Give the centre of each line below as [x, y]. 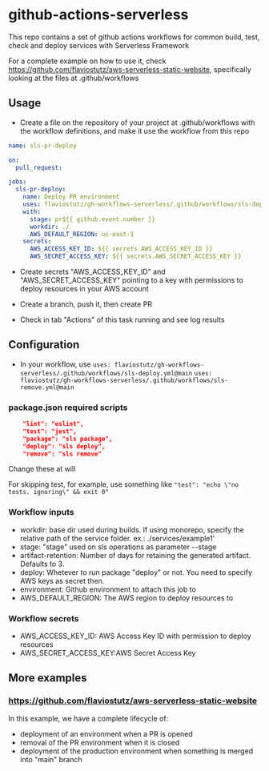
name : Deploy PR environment [71, 197]
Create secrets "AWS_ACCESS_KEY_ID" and [92, 271]
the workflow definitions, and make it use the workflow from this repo [134, 131]
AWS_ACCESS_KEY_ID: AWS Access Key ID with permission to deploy [135, 636]
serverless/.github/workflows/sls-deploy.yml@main [106, 373]
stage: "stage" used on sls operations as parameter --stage [118, 547]
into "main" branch [51, 759]
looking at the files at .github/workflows [74, 78]
